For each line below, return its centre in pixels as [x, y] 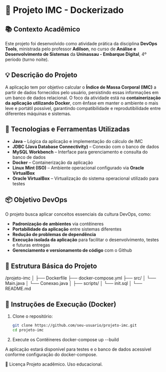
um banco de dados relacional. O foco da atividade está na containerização [83, 98]
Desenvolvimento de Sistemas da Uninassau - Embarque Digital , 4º [76, 54]
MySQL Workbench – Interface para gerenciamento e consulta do [80, 152]
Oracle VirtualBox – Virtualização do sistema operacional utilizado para [85, 178]
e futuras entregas [31, 245]
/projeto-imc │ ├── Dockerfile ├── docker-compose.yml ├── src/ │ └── [81, 278]
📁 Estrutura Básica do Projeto [51, 266]
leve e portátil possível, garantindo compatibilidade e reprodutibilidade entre [83, 108]
